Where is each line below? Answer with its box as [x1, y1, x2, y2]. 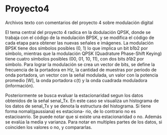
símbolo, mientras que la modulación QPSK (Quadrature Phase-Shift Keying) [5, 50, 162, 56]
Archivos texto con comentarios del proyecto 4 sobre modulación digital [5, 19, 154, 25]
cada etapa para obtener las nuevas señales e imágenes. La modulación [5, 39, 154, 45]
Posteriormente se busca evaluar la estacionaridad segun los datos [5, 92, 144, 98]
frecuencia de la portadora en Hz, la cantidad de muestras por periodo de [5, 66, 157, 72]
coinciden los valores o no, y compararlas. [5, 124, 92, 130]
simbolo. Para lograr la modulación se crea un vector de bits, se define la [5, 61, 156, 67]
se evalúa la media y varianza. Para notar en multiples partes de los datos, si [5, 118, 163, 125]
